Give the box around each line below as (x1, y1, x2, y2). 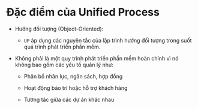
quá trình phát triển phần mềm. (23, 43, 101, 50)
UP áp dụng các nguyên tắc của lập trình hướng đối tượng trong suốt (23, 37, 192, 44)
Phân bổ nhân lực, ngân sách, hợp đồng (23, 72, 123, 80)
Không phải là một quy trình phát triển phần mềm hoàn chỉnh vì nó (14, 54, 179, 62)
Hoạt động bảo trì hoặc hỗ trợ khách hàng (23, 84, 128, 92)
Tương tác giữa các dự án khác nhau (23, 96, 115, 103)
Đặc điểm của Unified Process (6, 5, 160, 19)
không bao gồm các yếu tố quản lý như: (14, 61, 114, 68)
